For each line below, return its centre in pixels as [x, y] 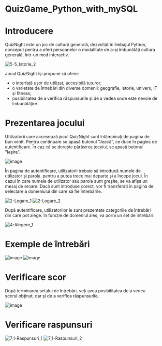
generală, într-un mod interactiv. [37, 55]
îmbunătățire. [25, 104]
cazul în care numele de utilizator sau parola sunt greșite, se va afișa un [76, 181]
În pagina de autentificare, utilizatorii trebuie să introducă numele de [73, 171]
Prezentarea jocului [45, 123]
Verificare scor [36, 277]
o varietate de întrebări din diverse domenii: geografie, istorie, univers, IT [85, 88]
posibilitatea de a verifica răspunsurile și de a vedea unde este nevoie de [85, 98]
